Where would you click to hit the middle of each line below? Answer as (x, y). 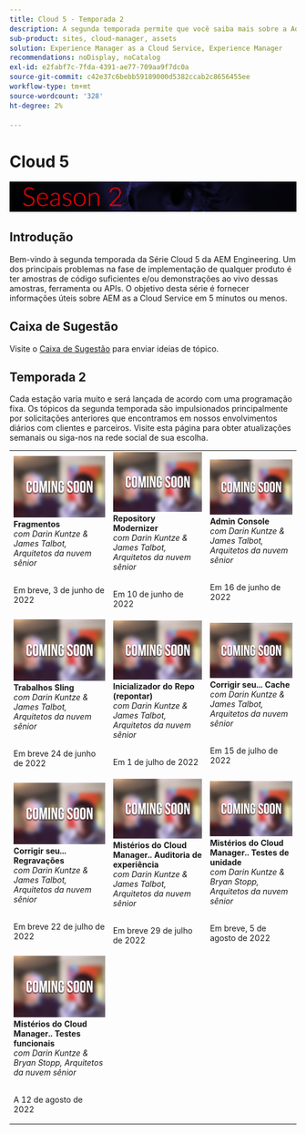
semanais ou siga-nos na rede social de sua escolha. (109, 438)
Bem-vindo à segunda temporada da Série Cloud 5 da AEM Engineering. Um (153, 259)
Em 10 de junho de (148, 594)
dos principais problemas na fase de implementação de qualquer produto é (151, 269)
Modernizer (135, 527)
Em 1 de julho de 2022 (155, 762)
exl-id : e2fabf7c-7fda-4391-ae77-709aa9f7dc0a (99, 67)
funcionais (34, 1043)
